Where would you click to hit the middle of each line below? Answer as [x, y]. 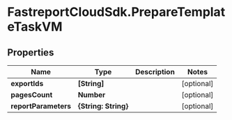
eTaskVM [35, 27]
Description [155, 72]
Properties [31, 52]
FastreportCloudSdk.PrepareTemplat [116, 12]
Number [92, 95]
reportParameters [41, 106]
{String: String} [103, 106]
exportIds [27, 84]
